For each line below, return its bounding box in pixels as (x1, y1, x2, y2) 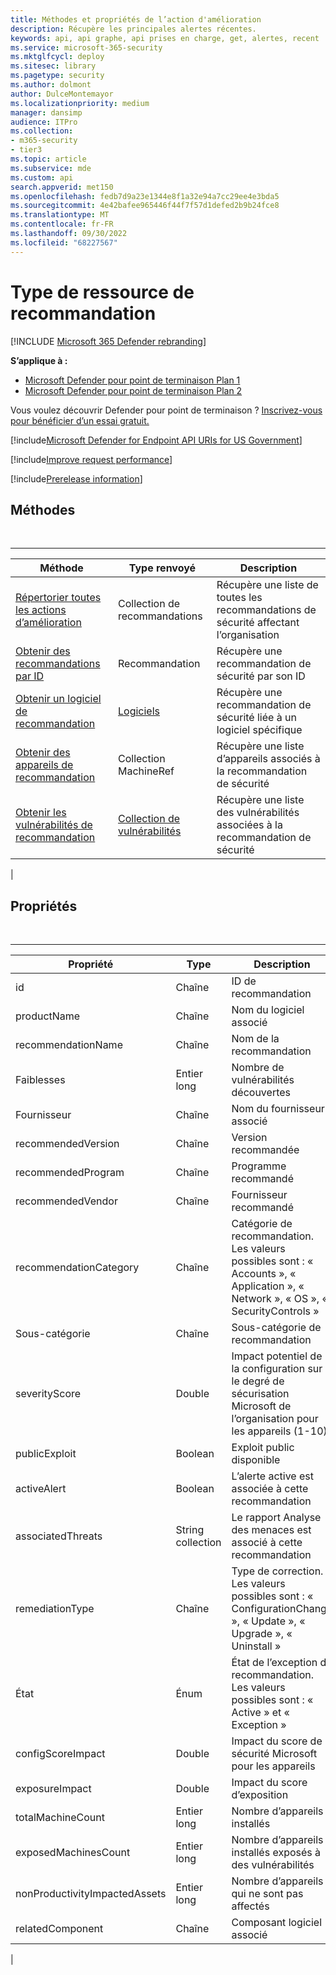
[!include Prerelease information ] (10, 472, 143, 485)
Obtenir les (15, 806, 67, 820)
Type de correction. (231, 1564, 324, 1578)
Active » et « (231, 1706, 290, 1720)
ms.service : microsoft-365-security (10, 42, 163, 53)
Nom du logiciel (231, 1003, 305, 1017)
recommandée (231, 1143, 300, 1157)
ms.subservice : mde (10, 163, 92, 173)
